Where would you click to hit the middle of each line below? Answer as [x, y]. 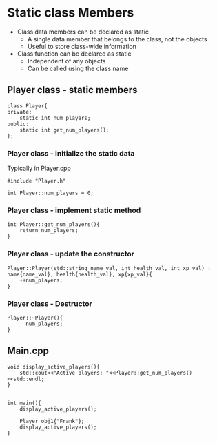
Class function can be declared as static [74, 54]
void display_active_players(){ [53, 367]
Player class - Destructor [50, 303]
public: [18, 124]
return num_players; [49, 231]
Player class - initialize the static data [71, 153]
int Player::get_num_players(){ [53, 225]
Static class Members [71, 13]
